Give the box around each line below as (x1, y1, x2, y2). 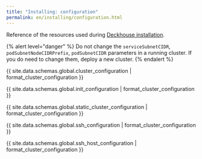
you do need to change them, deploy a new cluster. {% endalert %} (6, 55, 174, 63)
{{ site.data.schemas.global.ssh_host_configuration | (6, 139, 137, 146)
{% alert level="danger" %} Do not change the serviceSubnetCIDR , (6, 43, 171, 50)
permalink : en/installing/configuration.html (6, 14, 122, 20)
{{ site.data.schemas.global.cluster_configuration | (6, 67, 131, 74)
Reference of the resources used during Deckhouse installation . (6, 31, 165, 38)
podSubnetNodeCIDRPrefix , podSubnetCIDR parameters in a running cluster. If (6, 49, 192, 56)
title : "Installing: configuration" (6, 8, 98, 15)
